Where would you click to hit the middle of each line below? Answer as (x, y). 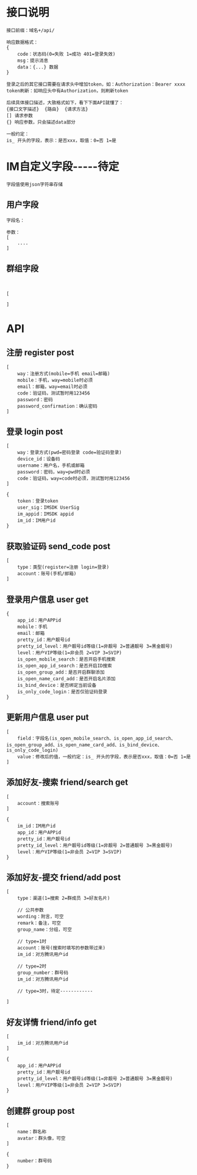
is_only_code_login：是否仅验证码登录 (63, 692)
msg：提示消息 (33, 61)
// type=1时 (32, 942)
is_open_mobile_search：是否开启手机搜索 (66, 659)
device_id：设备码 (39, 459)
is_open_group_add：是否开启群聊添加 (61, 672)
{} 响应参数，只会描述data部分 (41, 122)
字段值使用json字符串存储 (34, 184)
